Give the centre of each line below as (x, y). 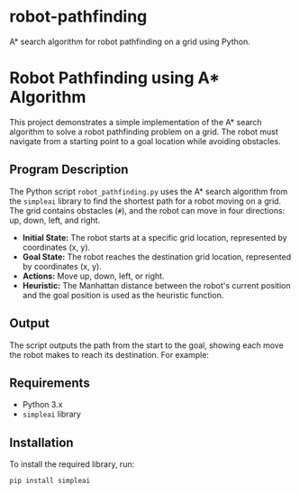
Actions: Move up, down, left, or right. (93, 276)
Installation (41, 442)
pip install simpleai (50, 481)
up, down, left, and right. (55, 220)
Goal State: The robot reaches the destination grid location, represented (157, 256)
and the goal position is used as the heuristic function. (123, 295)
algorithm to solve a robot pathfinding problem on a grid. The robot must (144, 132)
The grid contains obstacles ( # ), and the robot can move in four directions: (147, 210)
